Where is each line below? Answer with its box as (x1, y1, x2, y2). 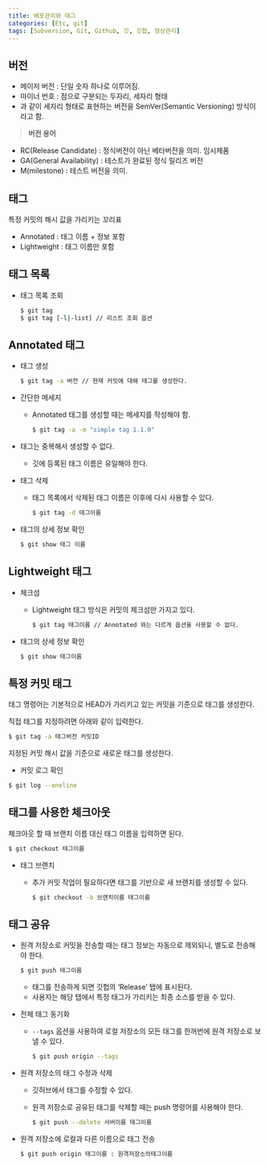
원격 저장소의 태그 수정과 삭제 (19, 1068, 112, 1078)
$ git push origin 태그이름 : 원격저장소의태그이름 (19, 1150, 173, 1158)
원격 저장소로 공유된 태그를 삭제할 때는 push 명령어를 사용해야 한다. (31, 1102, 243, 1112)
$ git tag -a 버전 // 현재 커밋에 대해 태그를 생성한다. (19, 377, 188, 385)
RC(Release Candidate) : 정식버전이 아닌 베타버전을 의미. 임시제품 (19, 146, 230, 155)
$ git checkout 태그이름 (8, 844, 85, 853)
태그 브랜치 (19, 860, 55, 870)
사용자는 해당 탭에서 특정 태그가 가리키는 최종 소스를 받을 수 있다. (31, 992, 235, 1002)
